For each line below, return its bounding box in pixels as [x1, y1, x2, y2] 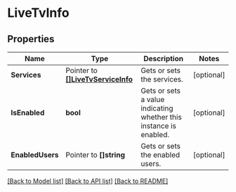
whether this [140, 113, 183, 122]
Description [143, 54, 184, 63]
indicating [140, 103, 173, 113]
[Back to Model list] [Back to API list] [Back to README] [7, 177, 169, 185]
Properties [7, 33, 55, 45]
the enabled [140, 150, 181, 160]
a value [140, 95, 165, 104]
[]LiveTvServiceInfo [65, 75, 133, 84]
